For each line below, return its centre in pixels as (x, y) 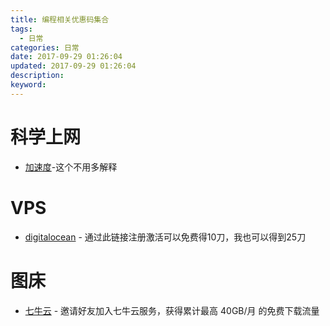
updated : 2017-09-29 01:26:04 (73, 66)
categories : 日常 (45, 47)
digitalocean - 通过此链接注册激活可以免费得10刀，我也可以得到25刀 (165, 237)
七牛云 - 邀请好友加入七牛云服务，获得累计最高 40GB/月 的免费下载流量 (172, 310)
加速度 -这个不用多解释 (71, 167)
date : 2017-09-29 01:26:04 (66, 57)
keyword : (28, 85)
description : (37, 76)
